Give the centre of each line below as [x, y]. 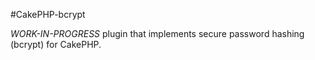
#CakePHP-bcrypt [48, 14]
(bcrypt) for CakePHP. [56, 44]
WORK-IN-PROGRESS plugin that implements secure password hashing [157, 33]
